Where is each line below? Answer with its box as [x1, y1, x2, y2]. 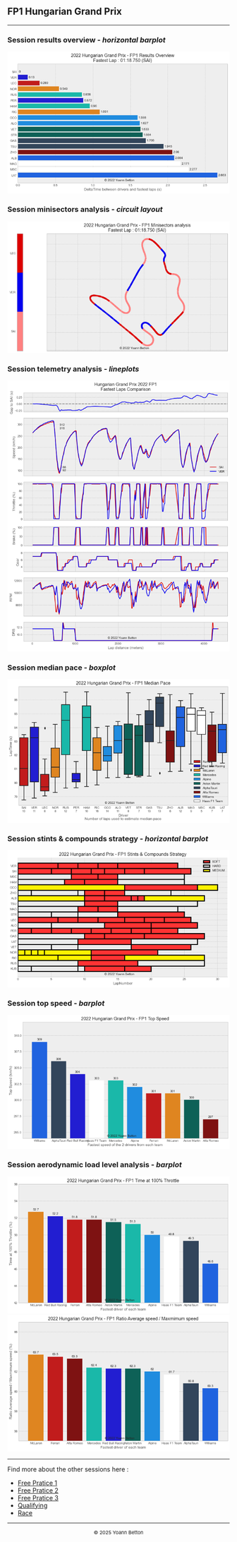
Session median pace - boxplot [7, 663, 116, 673]
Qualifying [17, 1501, 48, 1510]
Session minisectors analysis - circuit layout [7, 205, 163, 215]
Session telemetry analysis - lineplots [7, 363, 140, 373]
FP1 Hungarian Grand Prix [7, 6, 122, 18]
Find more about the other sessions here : [7, 1464, 129, 1474]
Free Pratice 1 [17, 1478, 58, 1487]
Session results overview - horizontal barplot [7, 35, 166, 44]
